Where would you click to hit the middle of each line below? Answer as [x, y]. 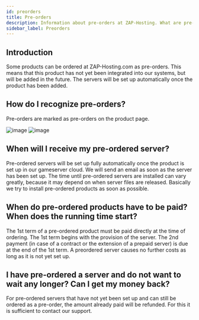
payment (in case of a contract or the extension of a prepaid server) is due [97, 243]
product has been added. [37, 86]
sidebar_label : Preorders [38, 28]
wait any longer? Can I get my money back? [88, 284]
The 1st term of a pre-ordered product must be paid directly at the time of [96, 231]
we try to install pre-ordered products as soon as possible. [78, 189]
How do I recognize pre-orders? [66, 104]
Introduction [30, 52]
